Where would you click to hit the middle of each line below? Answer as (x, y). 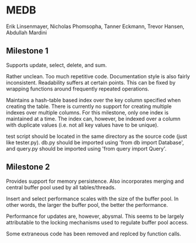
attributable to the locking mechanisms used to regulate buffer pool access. (97, 222)
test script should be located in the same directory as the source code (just (97, 136)
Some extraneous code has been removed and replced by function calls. (94, 234)
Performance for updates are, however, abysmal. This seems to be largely (95, 216)
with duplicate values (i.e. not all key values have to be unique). (82, 125)
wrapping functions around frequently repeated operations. (78, 89)
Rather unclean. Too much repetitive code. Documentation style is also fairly (98, 76)
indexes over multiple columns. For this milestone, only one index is (87, 112)
